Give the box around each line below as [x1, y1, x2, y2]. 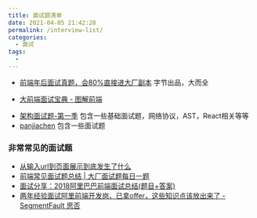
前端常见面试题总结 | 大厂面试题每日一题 [19, 172, 150, 181]
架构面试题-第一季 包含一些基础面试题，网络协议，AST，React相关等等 [19, 111, 249, 120]
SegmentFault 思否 [19, 201, 81, 210]
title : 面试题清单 [8, 11, 63, 20]
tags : [8, 48, 26, 56]
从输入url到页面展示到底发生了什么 [19, 162, 132, 171]
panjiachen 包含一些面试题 [19, 121, 106, 130]
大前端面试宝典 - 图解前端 [19, 94, 103, 104]
